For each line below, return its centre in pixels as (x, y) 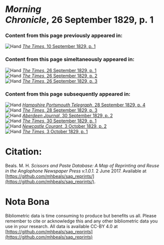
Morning (23, 9)
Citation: (23, 152)
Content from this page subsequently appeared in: (68, 94)
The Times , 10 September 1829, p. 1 (59, 47)
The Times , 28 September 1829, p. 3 (60, 110)
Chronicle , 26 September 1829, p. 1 (79, 20)
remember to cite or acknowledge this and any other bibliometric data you (81, 221)
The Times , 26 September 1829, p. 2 (60, 76)
